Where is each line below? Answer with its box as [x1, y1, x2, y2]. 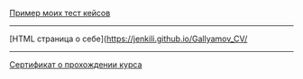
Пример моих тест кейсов [9, 8, 111, 18]
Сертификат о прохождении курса [9, 59, 142, 70]
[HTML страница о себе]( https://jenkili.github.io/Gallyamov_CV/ [9, 33, 248, 44]
